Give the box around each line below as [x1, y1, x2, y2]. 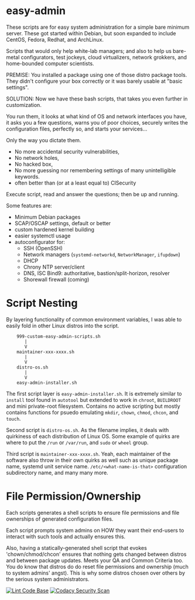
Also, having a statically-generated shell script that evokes [6, 544, 148, 551]
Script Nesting [6, 297, 78, 310]
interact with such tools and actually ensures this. [6, 533, 126, 540]
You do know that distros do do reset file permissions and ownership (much [6, 563, 189, 570]
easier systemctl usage [14, 232, 71, 239]
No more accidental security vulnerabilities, [14, 148, 120, 155]
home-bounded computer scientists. [6, 60, 95, 67]
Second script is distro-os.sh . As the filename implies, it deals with [6, 426, 169, 433]
